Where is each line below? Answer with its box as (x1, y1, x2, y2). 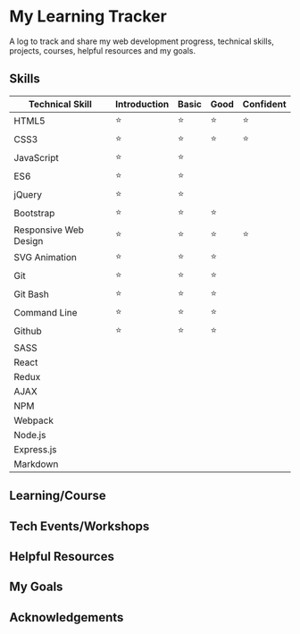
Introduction (115, 97, 170, 110)
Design (13, 234, 44, 247)
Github (13, 325, 42, 337)
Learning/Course (9, 488, 107, 503)
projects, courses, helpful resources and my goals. (9, 45, 196, 55)
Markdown (13, 458, 59, 470)
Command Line (13, 307, 78, 319)
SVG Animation (13, 251, 78, 264)
